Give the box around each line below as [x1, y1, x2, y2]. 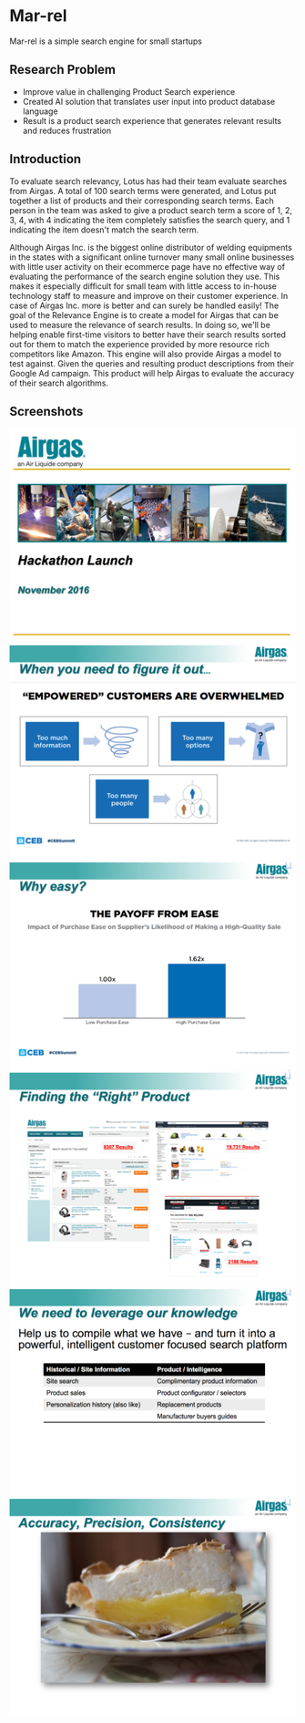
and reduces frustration [22, 125, 112, 136]
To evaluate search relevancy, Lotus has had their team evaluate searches [9, 175, 288, 187]
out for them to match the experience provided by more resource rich [9, 338, 270, 349]
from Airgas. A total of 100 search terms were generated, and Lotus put [9, 185, 277, 196]
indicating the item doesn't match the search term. [9, 224, 198, 235]
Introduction [9, 151, 82, 167]
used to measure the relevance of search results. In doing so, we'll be [9, 319, 271, 330]
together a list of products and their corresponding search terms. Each [9, 195, 275, 206]
